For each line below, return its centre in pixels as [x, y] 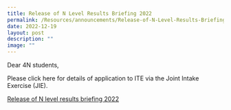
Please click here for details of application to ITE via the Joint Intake [103, 78]
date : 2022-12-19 [32, 26]
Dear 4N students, [33, 65]
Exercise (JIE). [27, 86]
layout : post [26, 33]
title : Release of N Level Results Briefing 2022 [80, 13]
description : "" [30, 39]
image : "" [21, 45]
